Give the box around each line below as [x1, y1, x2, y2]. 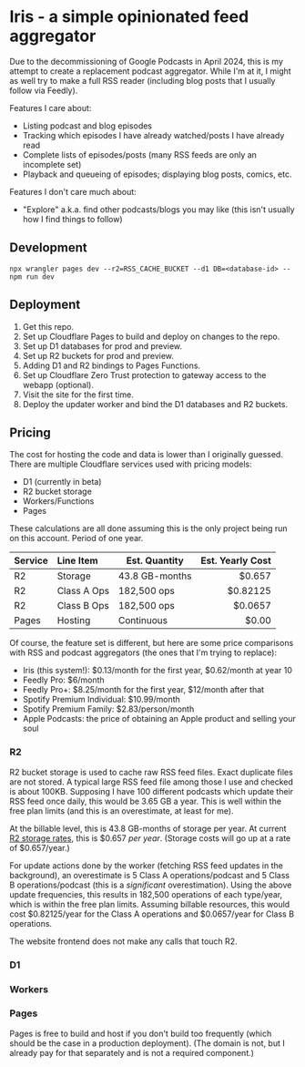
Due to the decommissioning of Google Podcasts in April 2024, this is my [9, 56, 284, 67]
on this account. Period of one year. [9, 533, 144, 544]
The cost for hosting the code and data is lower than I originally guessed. [9, 449, 284, 460]
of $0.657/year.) [9, 842, 70, 853]
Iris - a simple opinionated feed [9, 6, 249, 27]
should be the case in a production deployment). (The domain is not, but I [9, 1037, 285, 1049]
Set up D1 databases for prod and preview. [22, 340, 183, 352]
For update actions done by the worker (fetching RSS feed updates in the [9, 859, 284, 871]
